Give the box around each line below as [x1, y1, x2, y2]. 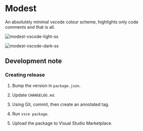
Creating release [5, 71, 45, 78]
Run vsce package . [12, 111, 49, 116]
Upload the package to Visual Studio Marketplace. [12, 120, 112, 126]
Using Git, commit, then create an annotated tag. [12, 101, 110, 107]
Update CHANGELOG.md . [12, 92, 56, 98]
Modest [5, 3, 37, 14]
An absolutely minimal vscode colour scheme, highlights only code [5, 19, 139, 25]
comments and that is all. [5, 24, 55, 30]
